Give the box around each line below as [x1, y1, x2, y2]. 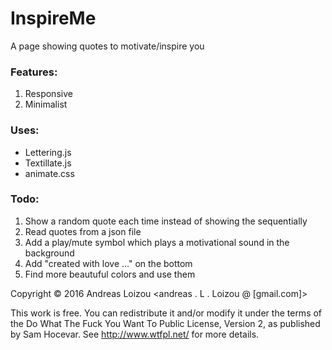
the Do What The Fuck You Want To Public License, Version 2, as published [10, 317, 321, 329]
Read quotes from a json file [24, 225, 142, 237]
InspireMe [10, 7, 97, 30]
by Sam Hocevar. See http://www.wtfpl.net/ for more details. [10, 328, 260, 340]
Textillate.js [24, 157, 72, 169]
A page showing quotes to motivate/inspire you [10, 40, 205, 52]
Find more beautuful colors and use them [24, 268, 196, 280]
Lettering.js [24, 146, 72, 158]
